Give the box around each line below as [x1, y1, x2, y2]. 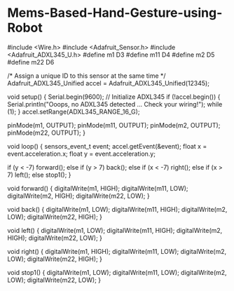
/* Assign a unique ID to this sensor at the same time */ [7, 72, 166, 80]
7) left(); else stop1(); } [7, 170, 71, 179]
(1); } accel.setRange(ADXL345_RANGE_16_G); [7, 107, 140, 116]
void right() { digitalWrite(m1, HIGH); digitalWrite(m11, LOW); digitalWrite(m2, [7, 247, 227, 255]
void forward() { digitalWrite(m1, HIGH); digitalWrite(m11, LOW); [7, 184, 188, 192]
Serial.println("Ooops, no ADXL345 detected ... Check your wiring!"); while [7, 100, 223, 108]
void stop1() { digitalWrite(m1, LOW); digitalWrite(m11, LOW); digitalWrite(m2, [7, 268, 227, 276]
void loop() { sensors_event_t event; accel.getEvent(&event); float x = [7, 142, 207, 150]
